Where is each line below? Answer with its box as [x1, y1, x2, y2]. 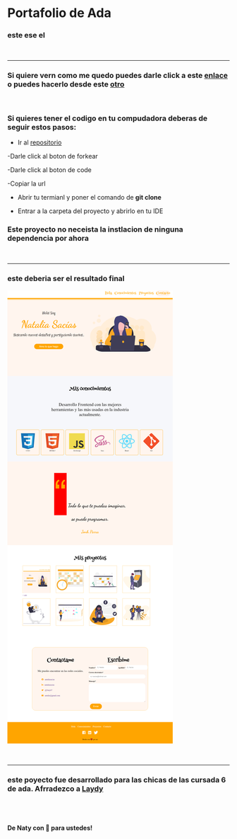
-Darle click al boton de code [7, 166, 92, 174]
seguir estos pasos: [7, 122, 76, 132]
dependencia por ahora [7, 234, 90, 243]
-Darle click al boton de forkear [7, 152, 99, 161]
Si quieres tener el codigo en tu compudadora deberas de [7, 113, 208, 123]
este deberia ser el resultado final [7, 274, 125, 284]
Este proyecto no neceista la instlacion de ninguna [7, 224, 183, 234]
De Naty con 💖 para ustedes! [7, 823, 93, 832]
